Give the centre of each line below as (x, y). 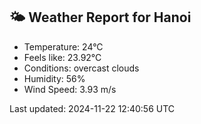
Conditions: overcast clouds (81, 68)
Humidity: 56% (54, 78)
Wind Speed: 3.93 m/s (70, 89)
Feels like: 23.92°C (62, 57)
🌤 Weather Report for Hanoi (100, 17)
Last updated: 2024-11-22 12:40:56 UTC (92, 108)
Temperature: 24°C (63, 46)
